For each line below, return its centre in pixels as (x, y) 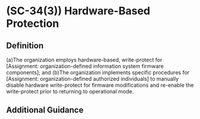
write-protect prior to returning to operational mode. (70, 91)
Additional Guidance (45, 110)
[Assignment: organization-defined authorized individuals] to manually (93, 79)
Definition (25, 46)
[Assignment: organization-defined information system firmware (85, 66)
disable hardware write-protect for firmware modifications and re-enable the (100, 85)
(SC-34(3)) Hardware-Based (78, 11)
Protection (33, 24)
